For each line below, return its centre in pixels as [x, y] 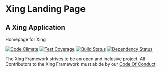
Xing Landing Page [45, 9]
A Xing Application [35, 28]
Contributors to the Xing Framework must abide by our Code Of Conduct [80, 64]
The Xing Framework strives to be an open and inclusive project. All [75, 59]
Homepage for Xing [26, 39]
